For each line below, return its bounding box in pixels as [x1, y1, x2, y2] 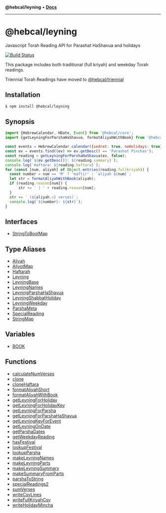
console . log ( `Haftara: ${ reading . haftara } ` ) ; [5, 163, 100, 168]
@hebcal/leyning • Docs [5, 4, 57, 10]
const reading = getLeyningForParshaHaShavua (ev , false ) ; [5, 153, 127, 158]
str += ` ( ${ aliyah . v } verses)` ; [9, 195, 79, 200]
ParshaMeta [12, 305, 37, 311]
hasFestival [12, 439, 36, 445]
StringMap [12, 316, 34, 322]
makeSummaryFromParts [12, 470, 64, 476]
